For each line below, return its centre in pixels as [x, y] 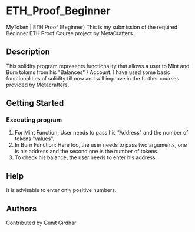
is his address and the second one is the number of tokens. [87, 152]
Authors [22, 209]
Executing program [34, 120]
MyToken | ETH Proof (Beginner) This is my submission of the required [92, 27]
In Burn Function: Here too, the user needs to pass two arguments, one [101, 145]
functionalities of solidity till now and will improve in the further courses [93, 78]
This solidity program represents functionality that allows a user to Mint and [98, 66]
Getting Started [35, 103]
